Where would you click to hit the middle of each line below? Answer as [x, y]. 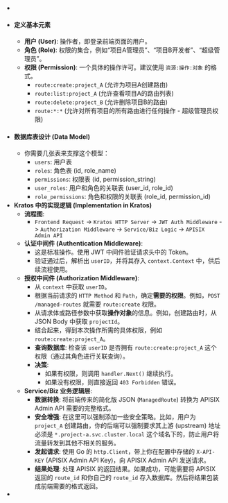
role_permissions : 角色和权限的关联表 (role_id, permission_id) [123, 197]
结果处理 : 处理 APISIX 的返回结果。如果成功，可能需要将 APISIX [125, 469]
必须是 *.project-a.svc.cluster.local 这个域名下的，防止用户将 [127, 434]
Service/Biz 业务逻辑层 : [58, 391]
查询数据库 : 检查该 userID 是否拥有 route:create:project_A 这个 [125, 348]
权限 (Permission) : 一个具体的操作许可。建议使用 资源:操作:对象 [113, 67]
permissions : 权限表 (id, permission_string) [95, 179]
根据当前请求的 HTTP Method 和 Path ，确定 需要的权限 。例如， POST [127, 296]
